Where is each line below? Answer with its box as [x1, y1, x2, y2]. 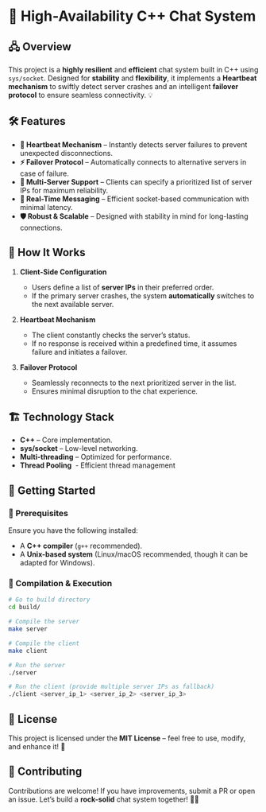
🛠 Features [8, 115, 66, 128]
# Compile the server [8, 618, 80, 626]
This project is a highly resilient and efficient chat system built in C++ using [8, 65, 259, 74]
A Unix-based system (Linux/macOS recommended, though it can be [19, 550, 249, 559]
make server [8, 625, 48, 633]
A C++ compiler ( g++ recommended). [19, 541, 143, 551]
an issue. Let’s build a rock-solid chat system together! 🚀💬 [8, 795, 200, 804]
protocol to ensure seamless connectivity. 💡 [8, 91, 153, 99]
